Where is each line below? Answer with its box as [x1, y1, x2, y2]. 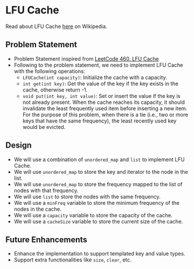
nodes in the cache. [13, 205, 62, 212]
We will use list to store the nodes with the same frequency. [13, 193, 161, 200]
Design [5, 141, 32, 151]
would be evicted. [22, 123, 66, 130]
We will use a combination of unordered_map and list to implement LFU [13, 156, 185, 163]
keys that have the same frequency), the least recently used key [22, 117, 177, 124]
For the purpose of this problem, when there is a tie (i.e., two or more [22, 111, 189, 118]
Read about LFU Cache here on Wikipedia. [5, 23, 108, 30]
